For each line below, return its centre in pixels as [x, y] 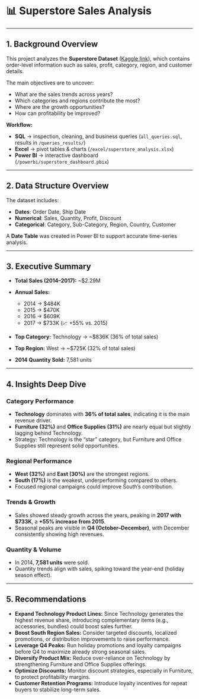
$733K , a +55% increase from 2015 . [60, 521]
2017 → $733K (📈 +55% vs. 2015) [65, 323]
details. [15, 71]
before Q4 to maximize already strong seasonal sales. [80, 651]
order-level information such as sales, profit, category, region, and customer [99, 65]
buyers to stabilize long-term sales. [58, 689]
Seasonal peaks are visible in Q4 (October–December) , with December [102, 528]
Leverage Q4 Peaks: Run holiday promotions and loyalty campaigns [98, 645]
